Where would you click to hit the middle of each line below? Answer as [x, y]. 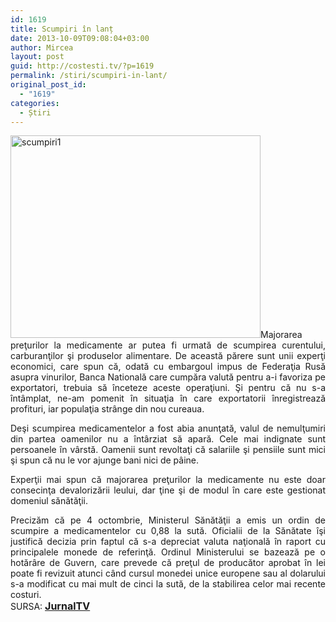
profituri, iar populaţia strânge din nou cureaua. [107, 409]
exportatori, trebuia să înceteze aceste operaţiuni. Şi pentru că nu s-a [168, 388]
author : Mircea [42, 47]
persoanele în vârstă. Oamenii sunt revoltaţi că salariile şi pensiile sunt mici [168, 450]
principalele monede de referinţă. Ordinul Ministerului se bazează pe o [168, 552]
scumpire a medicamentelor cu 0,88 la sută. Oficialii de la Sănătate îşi [168, 531]
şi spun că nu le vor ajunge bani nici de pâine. [105, 460]
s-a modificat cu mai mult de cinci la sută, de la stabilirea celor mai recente [168, 584]
